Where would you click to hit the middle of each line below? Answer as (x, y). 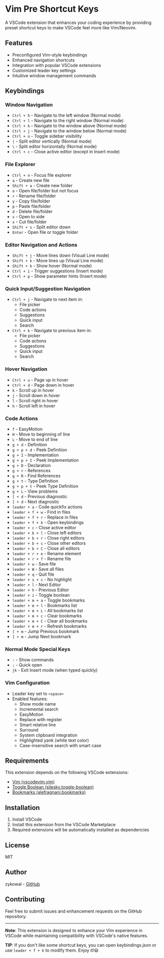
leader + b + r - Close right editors (48, 538)
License (17, 845)
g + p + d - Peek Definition (40, 450)
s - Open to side (28, 216)
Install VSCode (27, 819)
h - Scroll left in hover (34, 406)
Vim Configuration (27, 683)
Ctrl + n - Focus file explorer (42, 175)
